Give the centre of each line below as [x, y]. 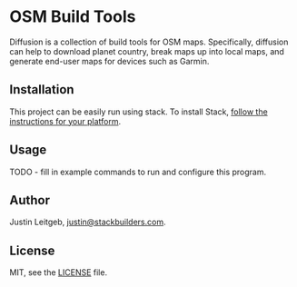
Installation [42, 89]
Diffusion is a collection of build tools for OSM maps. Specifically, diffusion [149, 42]
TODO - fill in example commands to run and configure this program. [138, 172]
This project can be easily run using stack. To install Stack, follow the [139, 112]
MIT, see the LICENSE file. [58, 272]
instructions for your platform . [65, 121]
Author [30, 200]
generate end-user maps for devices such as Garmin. [109, 61]
